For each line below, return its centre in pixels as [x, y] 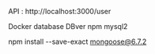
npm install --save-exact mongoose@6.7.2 [77, 41]
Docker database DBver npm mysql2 [68, 26]
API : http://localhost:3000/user [60, 11]
